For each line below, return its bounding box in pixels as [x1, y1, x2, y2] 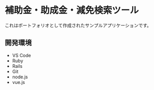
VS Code [12, 52, 31, 58]
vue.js [12, 79, 25, 85]
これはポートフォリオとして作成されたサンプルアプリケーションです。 [5, 22, 151, 28]
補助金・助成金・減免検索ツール [5, 5, 139, 16]
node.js [12, 74, 29, 80]
